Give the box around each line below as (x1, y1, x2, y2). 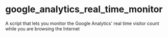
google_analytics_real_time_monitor (5, 4, 163, 15)
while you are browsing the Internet (5, 25, 80, 31)
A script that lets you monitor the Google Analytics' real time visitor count (5, 20, 159, 26)
